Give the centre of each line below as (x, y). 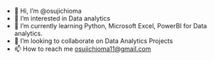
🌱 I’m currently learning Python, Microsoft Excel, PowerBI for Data (111, 26)
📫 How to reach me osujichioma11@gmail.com (82, 49)
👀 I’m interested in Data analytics (62, 18)
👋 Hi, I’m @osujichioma (48, 11)
